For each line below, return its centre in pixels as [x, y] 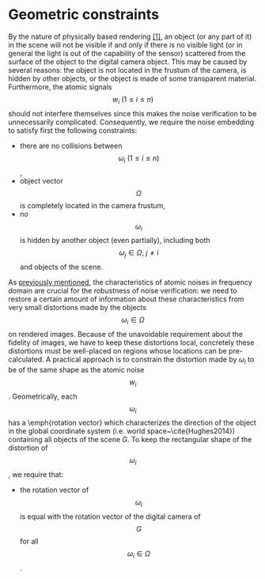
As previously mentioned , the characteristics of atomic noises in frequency [131, 282]
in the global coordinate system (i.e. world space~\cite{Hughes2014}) [122, 431]
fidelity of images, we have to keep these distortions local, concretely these [131, 342]
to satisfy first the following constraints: [73, 130]
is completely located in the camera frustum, [93, 205]
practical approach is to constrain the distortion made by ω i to [153, 360]
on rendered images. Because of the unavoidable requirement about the [126, 334]
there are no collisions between [71, 146]
